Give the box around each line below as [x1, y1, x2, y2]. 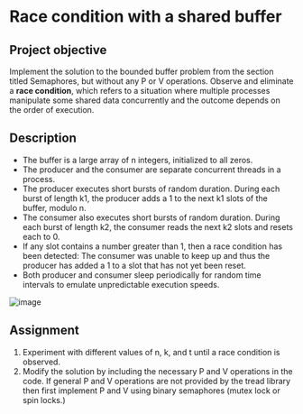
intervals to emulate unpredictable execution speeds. [22, 279, 220, 290]
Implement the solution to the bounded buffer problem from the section [9, 66, 274, 77]
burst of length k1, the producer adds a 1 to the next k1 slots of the [22, 192, 268, 204]
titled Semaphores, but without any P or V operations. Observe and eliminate [9, 76, 295, 87]
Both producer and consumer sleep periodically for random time [22, 269, 262, 281]
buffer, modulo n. [22, 202, 87, 213]
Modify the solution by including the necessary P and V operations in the [22, 365, 293, 376]
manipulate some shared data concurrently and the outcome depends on [9, 95, 281, 106]
